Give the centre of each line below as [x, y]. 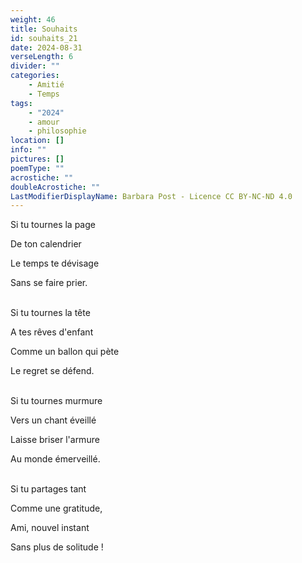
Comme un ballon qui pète [65, 352]
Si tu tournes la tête [50, 313]
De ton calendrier [46, 244]
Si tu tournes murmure [56, 401]
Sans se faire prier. [49, 283]
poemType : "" [37, 168]
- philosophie [57, 131]
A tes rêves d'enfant [52, 332]
